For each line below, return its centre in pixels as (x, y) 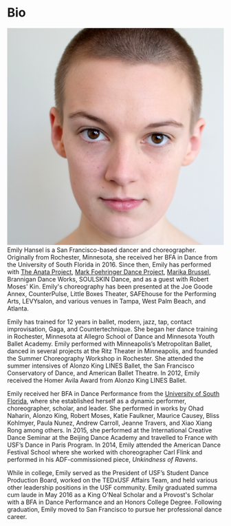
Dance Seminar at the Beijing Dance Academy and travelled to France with (112, 437)
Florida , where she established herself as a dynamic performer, (97, 401)
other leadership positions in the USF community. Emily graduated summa (112, 487)
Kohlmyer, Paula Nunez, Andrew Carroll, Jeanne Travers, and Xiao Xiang (110, 423)
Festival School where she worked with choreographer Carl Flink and (105, 452)
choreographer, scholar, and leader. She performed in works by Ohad (106, 408)
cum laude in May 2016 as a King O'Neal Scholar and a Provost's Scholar (111, 494)
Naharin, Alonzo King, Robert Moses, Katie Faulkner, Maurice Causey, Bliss (113, 415)
